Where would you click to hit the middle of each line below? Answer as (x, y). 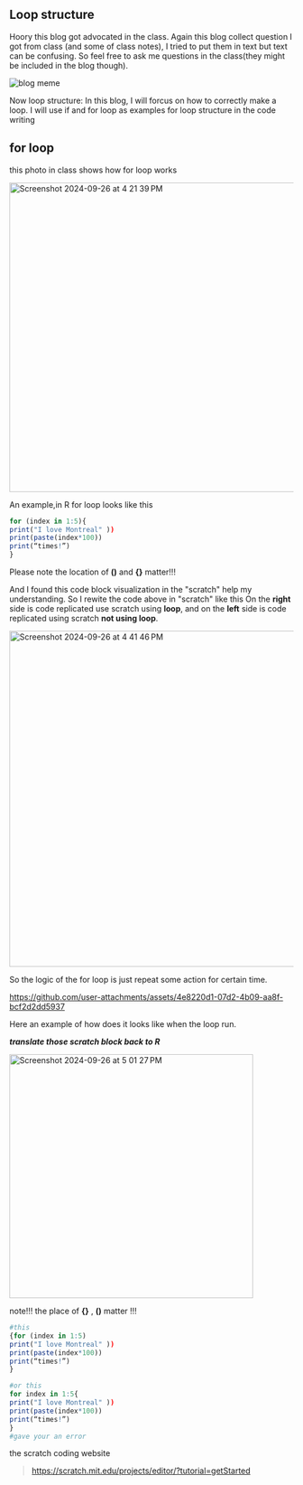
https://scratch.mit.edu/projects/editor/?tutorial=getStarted (141, 1471)
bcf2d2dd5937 (37, 1007)
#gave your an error (48, 1436)
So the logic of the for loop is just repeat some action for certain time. (138, 980)
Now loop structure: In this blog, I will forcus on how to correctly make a (143, 100)
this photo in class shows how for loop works (93, 170)
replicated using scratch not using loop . (84, 618)
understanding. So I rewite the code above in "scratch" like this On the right (150, 599)
